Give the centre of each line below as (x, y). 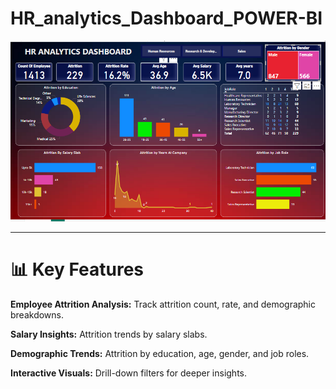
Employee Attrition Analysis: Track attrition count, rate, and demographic (163, 304)
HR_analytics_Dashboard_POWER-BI (166, 18)
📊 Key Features (77, 269)
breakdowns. (37, 314)
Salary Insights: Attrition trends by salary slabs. (109, 334)
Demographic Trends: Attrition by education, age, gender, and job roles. (160, 353)
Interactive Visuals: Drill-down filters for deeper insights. (129, 373)
